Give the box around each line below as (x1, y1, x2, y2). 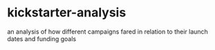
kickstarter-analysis (7, 5, 127, 21)
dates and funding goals (7, 34, 77, 42)
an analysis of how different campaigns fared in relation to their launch (7, 27, 209, 36)
